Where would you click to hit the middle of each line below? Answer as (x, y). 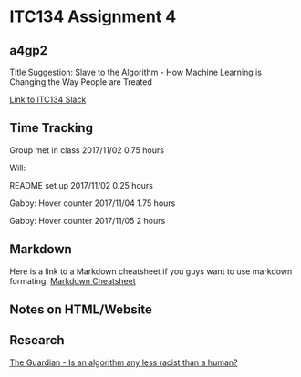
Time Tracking (52, 128)
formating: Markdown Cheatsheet (73, 280)
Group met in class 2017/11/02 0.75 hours (87, 150)
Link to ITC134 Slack (48, 99)
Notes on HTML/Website (81, 310)
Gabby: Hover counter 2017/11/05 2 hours (88, 220)
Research (37, 340)
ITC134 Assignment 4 (93, 17)
